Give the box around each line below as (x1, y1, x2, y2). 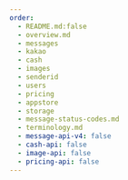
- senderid (17, 73, 59, 82)
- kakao (17, 47, 47, 56)
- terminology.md (17, 124, 84, 133)
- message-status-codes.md (17, 115, 120, 124)
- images (17, 65, 51, 74)
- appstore (17, 97, 59, 107)
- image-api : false (17, 148, 92, 157)
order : (9, 13, 34, 23)
